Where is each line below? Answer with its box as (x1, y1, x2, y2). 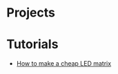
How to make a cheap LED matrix (16, 59, 112, 68)
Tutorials (6, 37, 59, 53)
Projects (6, 5, 56, 21)
